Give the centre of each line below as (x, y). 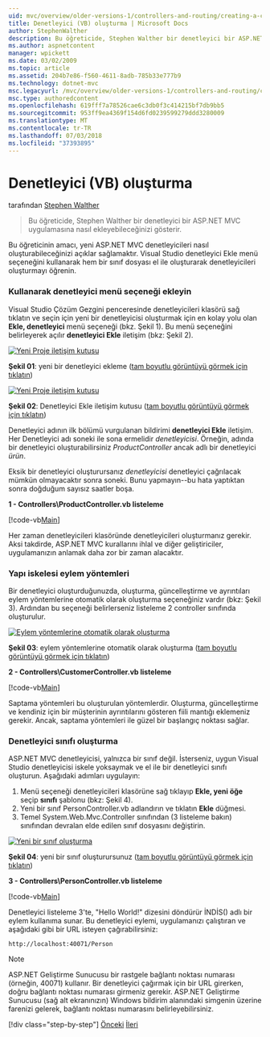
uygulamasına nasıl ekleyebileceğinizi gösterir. (105, 230)
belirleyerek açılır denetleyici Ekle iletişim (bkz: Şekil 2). (101, 334)
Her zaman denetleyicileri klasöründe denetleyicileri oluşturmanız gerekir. (130, 535)
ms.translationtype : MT (48, 121)
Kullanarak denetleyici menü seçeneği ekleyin (100, 292)
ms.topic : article (39, 68)
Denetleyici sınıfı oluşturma (63, 740)
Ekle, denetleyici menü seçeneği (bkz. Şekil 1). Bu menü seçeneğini (121, 326)
